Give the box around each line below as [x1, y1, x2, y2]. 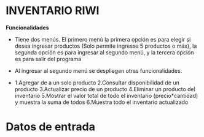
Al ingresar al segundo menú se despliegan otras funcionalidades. [14, 67, 182, 74]
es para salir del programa [14, 55, 82, 62]
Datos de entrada [6, 120, 96, 134]
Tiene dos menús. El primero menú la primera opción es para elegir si [14, 35, 191, 43]
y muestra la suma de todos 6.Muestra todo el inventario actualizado [14, 98, 189, 106]
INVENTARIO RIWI [6, 4, 100, 18]
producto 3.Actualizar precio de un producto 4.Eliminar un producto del [14, 85, 196, 92]
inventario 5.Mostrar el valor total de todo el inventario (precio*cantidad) [14, 92, 198, 99]
